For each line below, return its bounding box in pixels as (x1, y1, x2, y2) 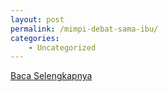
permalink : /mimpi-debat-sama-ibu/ (10, 24, 159, 34)
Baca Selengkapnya (10, 70, 93, 82)
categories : (10, 33, 60, 43)
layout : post (10, 14, 65, 25)
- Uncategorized (28, 42, 97, 53)
